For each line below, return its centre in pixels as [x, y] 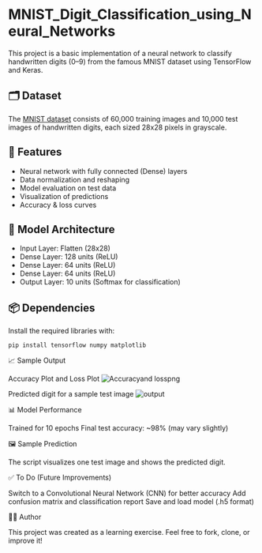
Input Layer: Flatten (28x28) [65, 248]
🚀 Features [35, 152]
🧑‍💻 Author [25, 517]
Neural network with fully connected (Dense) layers [103, 171]
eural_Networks [62, 31]
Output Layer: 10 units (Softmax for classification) [100, 282]
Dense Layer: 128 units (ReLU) [69, 257]
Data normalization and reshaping [75, 179]
